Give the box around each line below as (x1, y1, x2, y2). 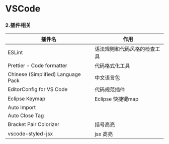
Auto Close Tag (8, 112, 44, 119)
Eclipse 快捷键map (95, 95, 139, 102)
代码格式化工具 (95, 62, 130, 69)
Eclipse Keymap (8, 95, 46, 102)
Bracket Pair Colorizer (8, 121, 60, 128)
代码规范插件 (95, 86, 125, 93)
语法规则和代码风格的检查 (95, 45, 155, 52)
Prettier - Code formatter (8, 62, 67, 69)
